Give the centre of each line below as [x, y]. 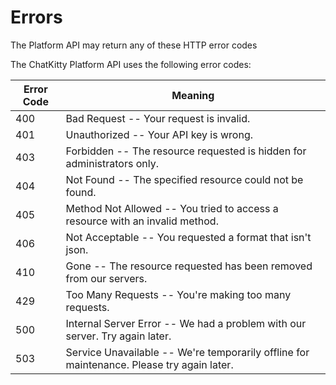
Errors [36, 17]
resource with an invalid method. [142, 221]
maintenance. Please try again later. [149, 364]
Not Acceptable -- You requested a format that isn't [188, 237]
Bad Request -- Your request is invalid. [158, 118]
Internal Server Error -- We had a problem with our [186, 323]
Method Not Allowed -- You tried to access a [172, 208]
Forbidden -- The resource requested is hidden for [186, 151]
